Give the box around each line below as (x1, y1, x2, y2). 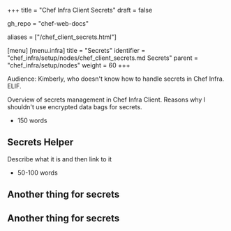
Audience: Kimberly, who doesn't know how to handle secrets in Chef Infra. (7, 74, 225, 83)
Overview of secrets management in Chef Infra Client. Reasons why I (7, 95, 206, 104)
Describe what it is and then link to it (7, 154, 112, 163)
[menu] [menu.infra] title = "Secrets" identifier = (7, 47, 146, 54)
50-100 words (17, 168, 58, 177)
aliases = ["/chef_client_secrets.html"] (7, 33, 117, 41)
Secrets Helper (7, 136, 74, 148)
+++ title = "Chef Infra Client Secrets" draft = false (7, 6, 153, 14)
